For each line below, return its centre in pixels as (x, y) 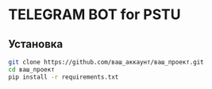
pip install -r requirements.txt (64, 77)
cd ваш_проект (32, 69)
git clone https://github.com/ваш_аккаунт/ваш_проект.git (106, 62)
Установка (36, 44)
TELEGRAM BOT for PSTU (94, 15)
